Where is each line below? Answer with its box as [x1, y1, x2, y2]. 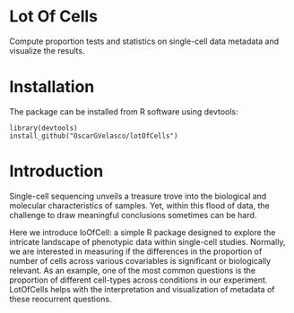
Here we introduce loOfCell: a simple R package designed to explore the [9, 226, 276, 238]
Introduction [9, 161, 104, 182]
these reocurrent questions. [9, 293, 112, 304]
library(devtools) [9, 123, 78, 132]
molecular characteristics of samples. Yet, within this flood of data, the [9, 199, 271, 211]
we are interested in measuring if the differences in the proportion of [9, 246, 263, 257]
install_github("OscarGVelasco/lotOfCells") [9, 131, 178, 140]
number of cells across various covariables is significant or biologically [9, 255, 272, 266]
